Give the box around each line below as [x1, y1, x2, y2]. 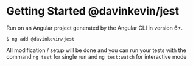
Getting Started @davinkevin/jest [6, 4, 180, 18]
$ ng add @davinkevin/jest [6, 36, 75, 42]
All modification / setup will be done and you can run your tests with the [6, 47, 187, 54]
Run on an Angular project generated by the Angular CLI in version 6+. [6, 24, 183, 31]
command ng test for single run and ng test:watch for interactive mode [6, 53, 187, 60]
